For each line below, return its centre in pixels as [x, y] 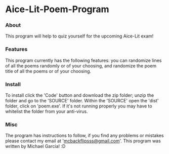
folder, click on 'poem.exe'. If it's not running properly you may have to [79, 106]
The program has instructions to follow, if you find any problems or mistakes [85, 136]
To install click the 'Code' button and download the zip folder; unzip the [80, 95]
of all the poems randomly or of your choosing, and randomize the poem [81, 66]
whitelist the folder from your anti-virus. [47, 111]
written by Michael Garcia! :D [35, 146]
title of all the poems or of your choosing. [48, 71]
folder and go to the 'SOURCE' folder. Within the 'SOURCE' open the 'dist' [82, 101]
